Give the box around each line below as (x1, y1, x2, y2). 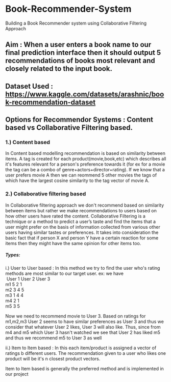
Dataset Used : (5, 82, 54, 90)
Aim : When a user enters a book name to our (5, 41, 152, 49)
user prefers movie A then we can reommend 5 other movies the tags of (5, 172, 157, 178)
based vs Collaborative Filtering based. (5, 124, 133, 132)
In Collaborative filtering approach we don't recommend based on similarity (5, 202, 164, 208)
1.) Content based (5, 139, 50, 146)
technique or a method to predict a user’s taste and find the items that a (5, 218, 156, 225)
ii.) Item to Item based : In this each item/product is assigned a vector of (5, 345, 157, 351)
